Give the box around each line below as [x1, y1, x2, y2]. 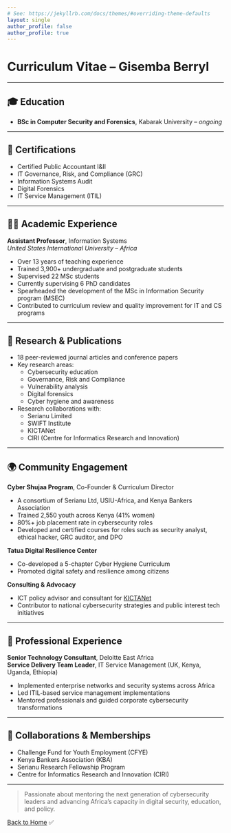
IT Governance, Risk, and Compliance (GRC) [16, 170, 143, 178]
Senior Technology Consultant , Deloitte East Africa [7, 654, 155, 662]
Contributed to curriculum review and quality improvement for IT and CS [16, 301, 222, 309]
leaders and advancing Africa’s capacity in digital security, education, [23, 797, 221, 805]
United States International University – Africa [7, 244, 137, 252]
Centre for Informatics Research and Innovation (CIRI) [16, 770, 170, 778]
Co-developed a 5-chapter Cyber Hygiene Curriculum [16, 560, 170, 568]
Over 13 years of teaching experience [16, 257, 124, 266]
